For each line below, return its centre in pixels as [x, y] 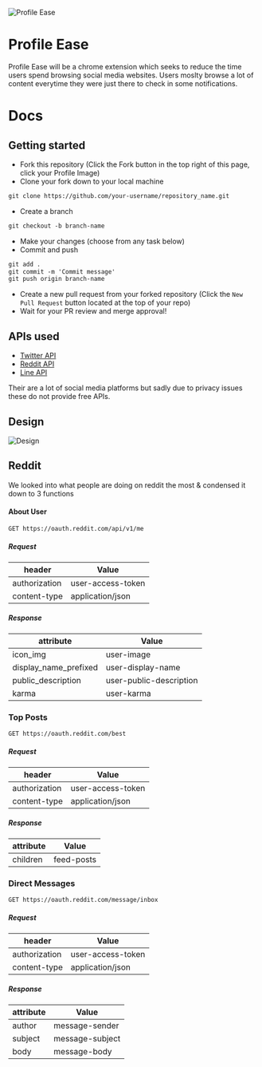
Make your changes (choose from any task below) [102, 241]
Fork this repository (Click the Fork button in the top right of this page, [135, 164]
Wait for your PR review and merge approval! [93, 311]
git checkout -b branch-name [57, 226]
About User [28, 512]
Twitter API [38, 356]
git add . [25, 264]
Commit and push [49, 249]
